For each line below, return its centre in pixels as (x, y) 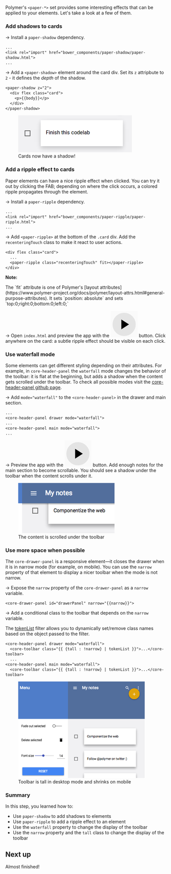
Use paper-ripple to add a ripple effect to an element (69, 822)
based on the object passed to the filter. (47, 634)
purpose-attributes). (27, 298)
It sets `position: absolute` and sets (86, 298)
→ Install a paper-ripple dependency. (45, 202)
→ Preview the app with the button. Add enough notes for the (84, 465)
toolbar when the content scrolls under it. (49, 476)
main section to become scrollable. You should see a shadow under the (81, 470)
